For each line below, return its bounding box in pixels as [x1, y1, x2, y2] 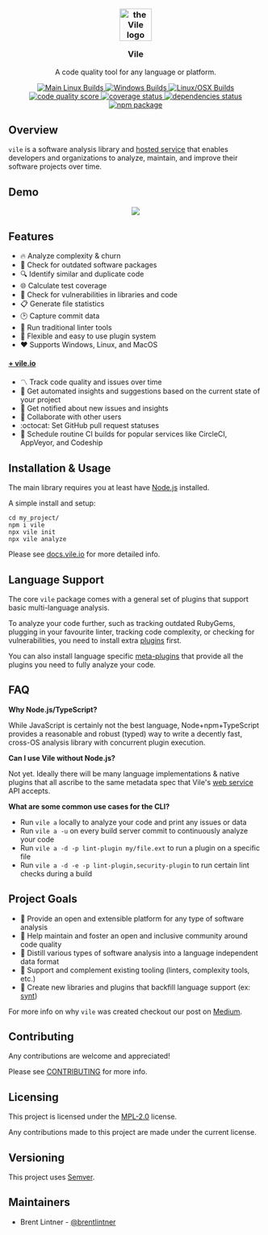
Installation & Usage [8, 461, 111, 475]
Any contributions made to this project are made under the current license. [8, 1128, 257, 1137]
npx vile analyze [8, 536, 67, 544]
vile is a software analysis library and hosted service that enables [8, 145, 228, 154]
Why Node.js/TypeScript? [8, 704, 98, 714]
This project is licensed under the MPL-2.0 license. [8, 1111, 178, 1122]
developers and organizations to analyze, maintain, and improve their [8, 153, 238, 163]
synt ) [19, 990, 38, 1001]
